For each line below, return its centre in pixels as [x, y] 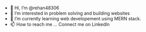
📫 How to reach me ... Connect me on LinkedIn [60, 24]
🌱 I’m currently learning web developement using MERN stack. [76, 19]
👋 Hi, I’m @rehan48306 [35, 8]
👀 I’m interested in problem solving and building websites [70, 13]
